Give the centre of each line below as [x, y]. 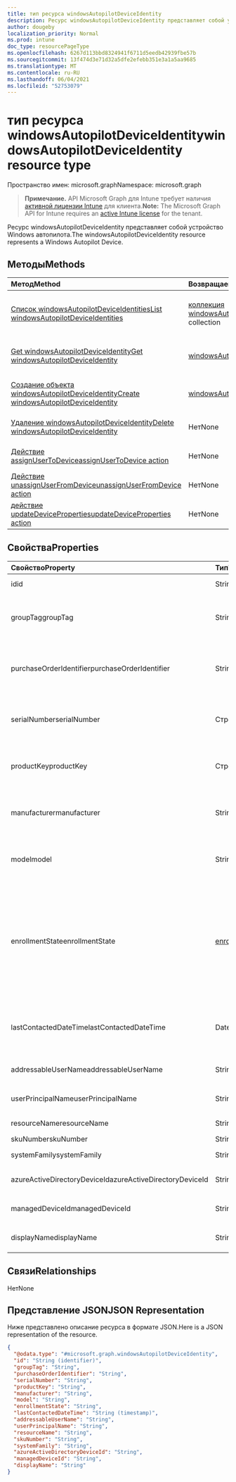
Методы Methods [46, 264]
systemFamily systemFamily [56, 1155]
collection [205, 322]
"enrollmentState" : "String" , [58, 1407]
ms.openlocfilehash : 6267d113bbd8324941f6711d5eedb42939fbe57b [102, 53]
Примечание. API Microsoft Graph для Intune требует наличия [118, 198]
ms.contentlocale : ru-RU [44, 72]
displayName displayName [54, 1237]
